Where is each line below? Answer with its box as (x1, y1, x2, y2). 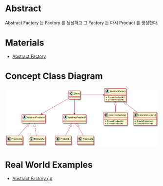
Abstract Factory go (12, 175, 53, 181)
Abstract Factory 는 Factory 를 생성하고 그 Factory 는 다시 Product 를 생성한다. (5, 20, 159, 25)
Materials (5, 37, 44, 48)
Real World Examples (5, 160, 93, 170)
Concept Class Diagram (5, 70, 103, 82)
